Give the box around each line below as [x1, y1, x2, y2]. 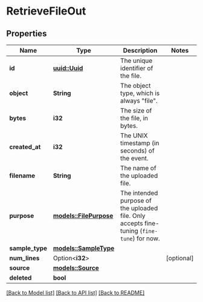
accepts [120, 219, 143, 228]
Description [123, 47, 158, 54]
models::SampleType [53, 244, 115, 252]
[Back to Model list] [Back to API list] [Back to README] [6, 289, 145, 296]
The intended [120, 189, 158, 197]
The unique [120, 56, 153, 65]
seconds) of [120, 146, 155, 155]
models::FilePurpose [53, 212, 114, 220]
